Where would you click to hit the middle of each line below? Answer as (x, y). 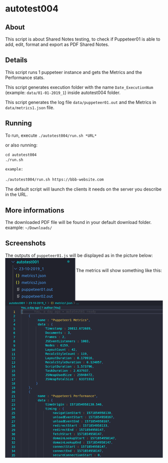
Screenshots (25, 243)
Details (16, 60)
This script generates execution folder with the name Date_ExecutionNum (79, 87)
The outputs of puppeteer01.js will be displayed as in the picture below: (79, 255)
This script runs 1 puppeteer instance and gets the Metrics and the (74, 72)
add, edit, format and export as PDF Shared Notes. (57, 44)
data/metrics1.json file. (30, 107)
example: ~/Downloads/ (29, 227)
